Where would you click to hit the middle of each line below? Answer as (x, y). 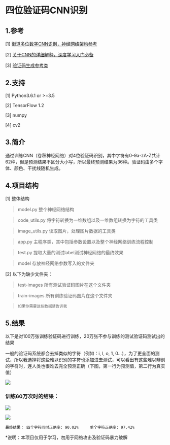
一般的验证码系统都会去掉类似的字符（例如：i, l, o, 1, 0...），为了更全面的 (80, 354)
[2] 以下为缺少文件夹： (29, 274)
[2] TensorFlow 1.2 (25, 105)
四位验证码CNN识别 (46, 10)
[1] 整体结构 (17, 199)
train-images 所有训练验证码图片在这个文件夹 (65, 296)
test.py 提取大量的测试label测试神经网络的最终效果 (70, 253)
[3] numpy (16, 115)
